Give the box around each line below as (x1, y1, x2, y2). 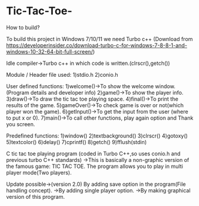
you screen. (6, 120, 36, 127)
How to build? (6, 24, 40, 31)
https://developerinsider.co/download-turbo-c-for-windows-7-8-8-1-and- (6, 42, 188, 49)
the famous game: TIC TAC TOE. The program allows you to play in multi (6, 163, 183, 170)
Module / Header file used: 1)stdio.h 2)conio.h (6, 71, 118, 78)
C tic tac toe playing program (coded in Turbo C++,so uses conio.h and (6, 150, 181, 157)
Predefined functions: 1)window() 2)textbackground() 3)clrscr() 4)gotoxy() (6, 132, 188, 139)
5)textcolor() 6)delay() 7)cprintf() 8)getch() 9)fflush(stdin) (6, 138, 147, 145)
